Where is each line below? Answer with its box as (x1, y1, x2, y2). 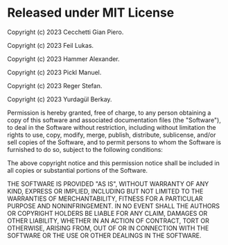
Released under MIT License (7, 5, 175, 21)
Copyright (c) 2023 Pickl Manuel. (7, 68, 102, 76)
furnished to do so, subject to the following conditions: (7, 145, 163, 153)
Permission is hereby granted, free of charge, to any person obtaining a (7, 108, 211, 117)
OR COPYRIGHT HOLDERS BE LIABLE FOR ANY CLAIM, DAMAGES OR (7, 209, 208, 217)
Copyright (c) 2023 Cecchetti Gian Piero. (7, 28, 124, 36)
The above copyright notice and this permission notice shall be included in (7, 158, 220, 167)
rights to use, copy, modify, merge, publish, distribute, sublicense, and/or (7, 130, 216, 139)
